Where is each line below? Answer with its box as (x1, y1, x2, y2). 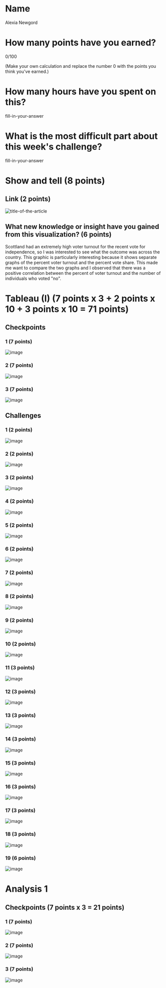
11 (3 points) (5, 664, 35, 671)
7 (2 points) (5, 569, 33, 576)
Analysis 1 (5, 883, 48, 895)
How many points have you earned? (5, 37, 157, 48)
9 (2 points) (5, 616, 34, 623)
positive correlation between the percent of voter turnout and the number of (5, 270, 161, 276)
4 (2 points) (5, 498, 34, 505)
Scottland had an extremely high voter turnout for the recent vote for (5, 243, 146, 249)
